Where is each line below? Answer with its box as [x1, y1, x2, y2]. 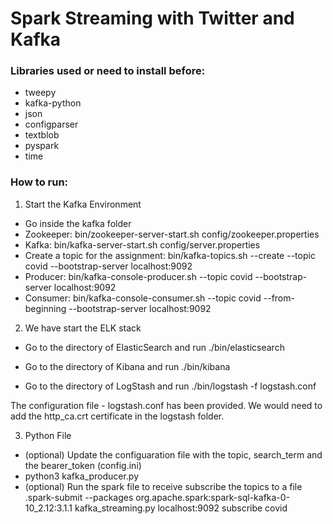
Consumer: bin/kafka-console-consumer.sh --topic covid [24, 292, 262, 304]
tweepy [24, 87, 57, 99]
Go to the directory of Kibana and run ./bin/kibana [24, 360, 231, 372]
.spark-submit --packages [24, 491, 134, 503]
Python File [24, 429, 72, 441]
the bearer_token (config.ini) [24, 459, 142, 471]
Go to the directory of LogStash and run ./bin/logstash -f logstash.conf [24, 380, 317, 392]
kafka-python [24, 97, 82, 109]
